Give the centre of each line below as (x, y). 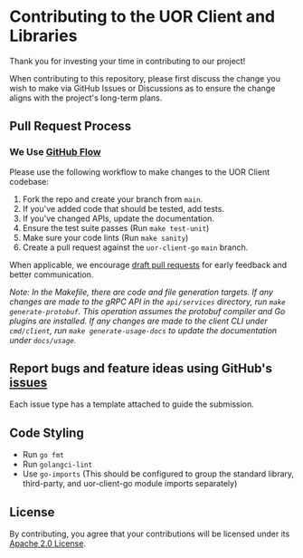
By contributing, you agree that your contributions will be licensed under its (150, 534)
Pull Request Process (71, 126)
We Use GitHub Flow (55, 152)
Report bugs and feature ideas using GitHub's (141, 369)
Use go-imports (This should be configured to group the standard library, (158, 474)
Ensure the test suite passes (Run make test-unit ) (116, 227)
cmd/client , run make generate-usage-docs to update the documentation (143, 330)
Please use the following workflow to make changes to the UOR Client (139, 172)
